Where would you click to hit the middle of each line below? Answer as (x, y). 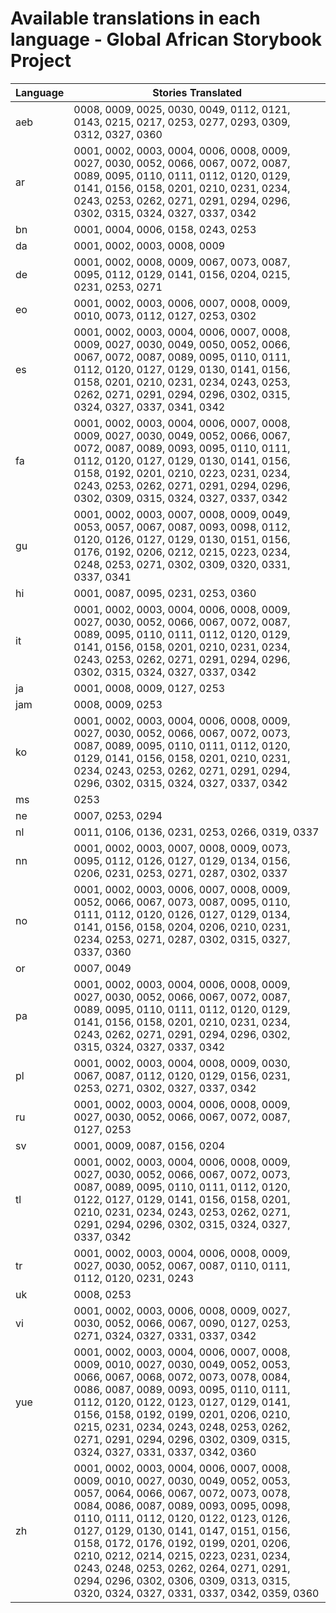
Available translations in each (135, 18)
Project (41, 61)
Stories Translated (197, 92)
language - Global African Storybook (166, 39)
